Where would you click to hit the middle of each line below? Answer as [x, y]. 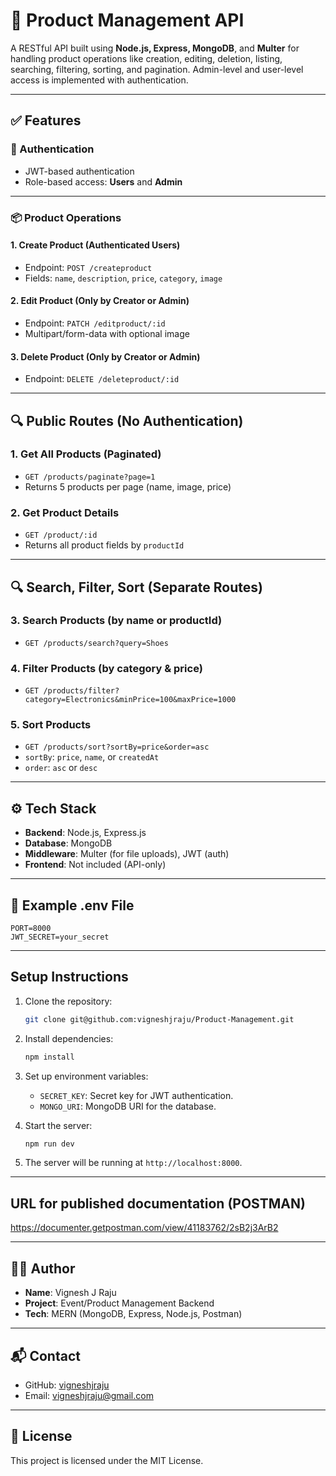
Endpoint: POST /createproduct [88, 267]
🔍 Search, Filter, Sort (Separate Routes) [136, 587]
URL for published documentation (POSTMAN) [158, 1203]
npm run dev [49, 1144]
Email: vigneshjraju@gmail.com [89, 1395]
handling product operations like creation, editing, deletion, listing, [146, 58]
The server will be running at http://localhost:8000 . [133, 1163]
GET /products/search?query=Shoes [96, 643]
